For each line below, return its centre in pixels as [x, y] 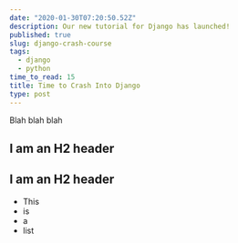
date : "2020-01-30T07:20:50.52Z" [73, 18]
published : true [40, 35]
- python [34, 69]
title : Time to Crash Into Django [75, 86]
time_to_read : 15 [42, 77]
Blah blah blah [36, 120]
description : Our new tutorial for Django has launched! [120, 26]
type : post [30, 94]
